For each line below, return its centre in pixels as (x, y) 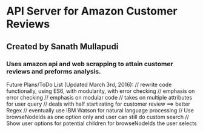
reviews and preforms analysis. (54, 71)
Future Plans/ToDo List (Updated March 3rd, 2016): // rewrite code (89, 84)
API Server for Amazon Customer (92, 11)
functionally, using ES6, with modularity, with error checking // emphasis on (101, 91)
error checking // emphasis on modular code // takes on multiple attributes (99, 97)
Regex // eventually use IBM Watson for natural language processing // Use (100, 110)
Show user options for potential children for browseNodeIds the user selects (101, 123)
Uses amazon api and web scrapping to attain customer (90, 64)
